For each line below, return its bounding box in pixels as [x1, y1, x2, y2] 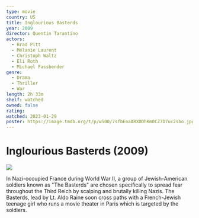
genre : [6, 69, 23, 75]
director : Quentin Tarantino [6, 31, 78, 37]
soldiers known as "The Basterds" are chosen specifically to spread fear [6, 181, 183, 188]
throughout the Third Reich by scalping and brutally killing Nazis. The [6, 188, 175, 195]
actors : [6, 36, 25, 42]
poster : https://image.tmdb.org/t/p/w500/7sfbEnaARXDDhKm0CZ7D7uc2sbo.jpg [6, 119, 195, 125]
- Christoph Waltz [11, 53, 57, 59]
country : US [6, 14, 36, 20]
